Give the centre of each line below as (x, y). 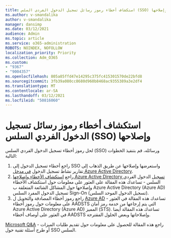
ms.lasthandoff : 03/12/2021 (35, 96)
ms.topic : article (25, 39)
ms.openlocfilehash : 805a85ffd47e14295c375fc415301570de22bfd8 (74, 77)
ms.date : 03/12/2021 (27, 29)
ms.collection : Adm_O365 (32, 57)
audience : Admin (22, 34)
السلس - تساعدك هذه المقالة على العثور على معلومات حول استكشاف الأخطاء (87, 182)
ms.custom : (17, 62)
